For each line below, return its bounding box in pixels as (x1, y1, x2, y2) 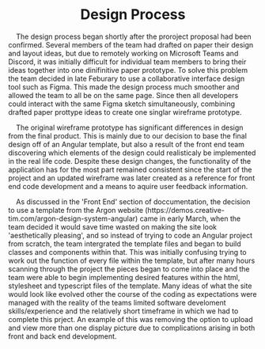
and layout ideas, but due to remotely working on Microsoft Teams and (8, 48, 239, 58)
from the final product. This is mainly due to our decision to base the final (8, 131, 248, 140)
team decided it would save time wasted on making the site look (8, 222, 218, 231)
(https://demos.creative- (145, 205, 225, 214)
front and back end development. (8, 331, 117, 341)
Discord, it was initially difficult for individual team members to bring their (8, 57, 247, 66)
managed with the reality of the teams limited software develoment (8, 298, 226, 307)
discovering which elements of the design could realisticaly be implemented (8, 148, 256, 157)
